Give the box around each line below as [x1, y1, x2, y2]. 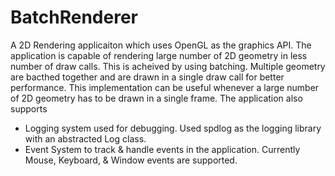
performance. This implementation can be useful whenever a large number [10, 81, 320, 93]
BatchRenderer [10, 6, 138, 29]
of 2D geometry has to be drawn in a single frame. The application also [10, 92, 303, 104]
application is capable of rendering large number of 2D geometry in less [10, 49, 308, 61]
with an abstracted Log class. [24, 132, 147, 145]
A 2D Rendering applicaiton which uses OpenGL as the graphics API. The [10, 39, 312, 51]
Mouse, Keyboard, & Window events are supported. [24, 154, 238, 166]
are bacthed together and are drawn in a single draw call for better [10, 71, 285, 83]
